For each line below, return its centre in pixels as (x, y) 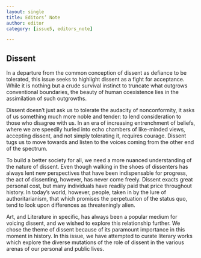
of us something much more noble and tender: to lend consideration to (94, 117)
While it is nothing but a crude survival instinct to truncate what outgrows (97, 86)
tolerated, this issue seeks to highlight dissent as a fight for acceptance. (95, 80)
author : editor (25, 23)
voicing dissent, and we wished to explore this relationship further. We (93, 223)
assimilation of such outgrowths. (47, 99)
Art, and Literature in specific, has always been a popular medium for (92, 217)
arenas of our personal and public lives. (55, 249)
